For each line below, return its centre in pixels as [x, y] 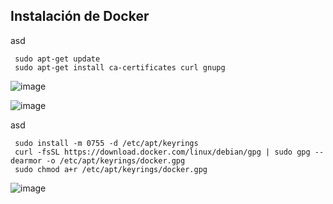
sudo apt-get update [57, 59]
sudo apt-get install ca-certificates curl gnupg [120, 67]
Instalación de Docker [80, 16]
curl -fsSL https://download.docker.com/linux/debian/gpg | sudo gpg [162, 152]
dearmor [26, 160]
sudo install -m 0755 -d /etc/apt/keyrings [106, 143]
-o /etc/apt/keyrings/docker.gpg [116, 160]
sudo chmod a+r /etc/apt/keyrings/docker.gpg [111, 169]
